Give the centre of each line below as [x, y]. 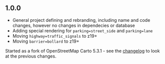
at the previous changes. [31, 56]
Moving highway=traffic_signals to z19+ [55, 36]
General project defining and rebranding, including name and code [81, 20]
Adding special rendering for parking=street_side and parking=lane [82, 31]
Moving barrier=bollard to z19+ [46, 41]
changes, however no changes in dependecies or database [74, 25]
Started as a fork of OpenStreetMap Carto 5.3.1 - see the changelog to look [82, 51]
